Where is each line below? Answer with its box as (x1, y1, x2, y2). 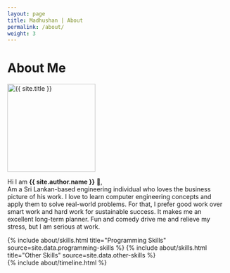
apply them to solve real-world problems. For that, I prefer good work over (7, 200, 223, 208)
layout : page (7, 10, 46, 18)
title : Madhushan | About (7, 17, 83, 24)
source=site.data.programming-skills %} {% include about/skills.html (7, 243, 207, 252)
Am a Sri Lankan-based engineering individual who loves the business (7, 185, 211, 193)
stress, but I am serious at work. (7, 222, 101, 231)
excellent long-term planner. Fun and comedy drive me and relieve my (7, 215, 211, 224)
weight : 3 (7, 30, 37, 37)
